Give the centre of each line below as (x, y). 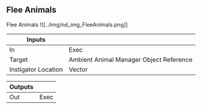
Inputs (36, 39)
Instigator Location (36, 69)
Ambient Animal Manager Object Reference (131, 59)
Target (19, 59)
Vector (78, 69)
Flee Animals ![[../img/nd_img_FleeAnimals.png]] (67, 24)
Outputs (21, 87)
